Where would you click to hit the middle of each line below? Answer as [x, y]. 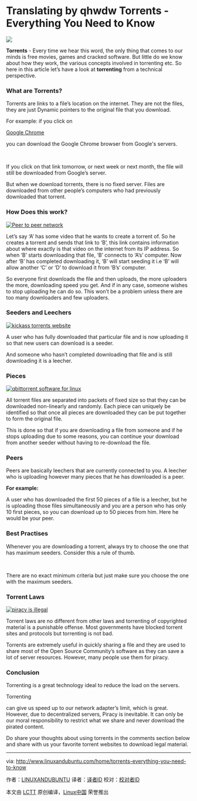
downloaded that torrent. [36, 197]
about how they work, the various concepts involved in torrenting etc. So [94, 63]
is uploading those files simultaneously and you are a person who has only [96, 506]
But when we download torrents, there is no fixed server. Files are [86, 184]
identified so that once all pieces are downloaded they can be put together [96, 413]
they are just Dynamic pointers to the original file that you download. [89, 110]
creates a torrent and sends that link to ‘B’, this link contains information [92, 243]
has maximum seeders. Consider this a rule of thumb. [71, 553]
